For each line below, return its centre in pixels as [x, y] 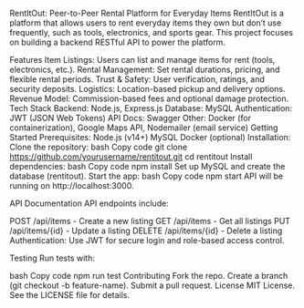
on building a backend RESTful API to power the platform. [118, 42]
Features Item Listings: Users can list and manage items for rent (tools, [142, 60]
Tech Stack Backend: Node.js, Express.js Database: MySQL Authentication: [151, 108]
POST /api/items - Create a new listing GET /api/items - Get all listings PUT [150, 221]
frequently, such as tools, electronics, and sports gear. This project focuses [152, 32]
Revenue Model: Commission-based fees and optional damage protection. [149, 98]
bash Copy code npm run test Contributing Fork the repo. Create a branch [149, 276]
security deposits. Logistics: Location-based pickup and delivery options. [147, 89]
